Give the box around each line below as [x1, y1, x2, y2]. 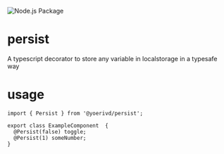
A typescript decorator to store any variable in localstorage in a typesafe [7, 54, 218, 63]
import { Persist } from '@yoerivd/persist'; [7, 110, 143, 117]
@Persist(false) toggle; [13, 128, 87, 135]
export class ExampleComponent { [7, 122, 109, 129]
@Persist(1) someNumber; [13, 134, 87, 141]
